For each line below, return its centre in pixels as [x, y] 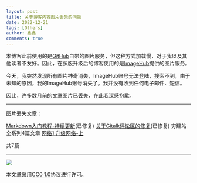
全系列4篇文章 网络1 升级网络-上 [45, 133]
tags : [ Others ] [25, 28]
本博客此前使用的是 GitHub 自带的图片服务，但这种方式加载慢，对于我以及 [94, 56]
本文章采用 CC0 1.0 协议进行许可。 [46, 174]
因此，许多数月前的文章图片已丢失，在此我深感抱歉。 [70, 95]
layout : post [22, 11]
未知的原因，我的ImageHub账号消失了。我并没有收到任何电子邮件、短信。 [96, 83]
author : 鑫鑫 [21, 33]
